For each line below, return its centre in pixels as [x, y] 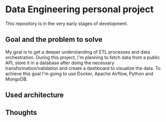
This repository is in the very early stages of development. [67, 23]
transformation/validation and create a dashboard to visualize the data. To [83, 68]
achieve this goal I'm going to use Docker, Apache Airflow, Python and [79, 74]
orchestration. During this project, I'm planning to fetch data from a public [83, 57]
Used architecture [34, 95]
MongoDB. [17, 79]
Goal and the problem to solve [54, 40]
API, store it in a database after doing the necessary [60, 63]
